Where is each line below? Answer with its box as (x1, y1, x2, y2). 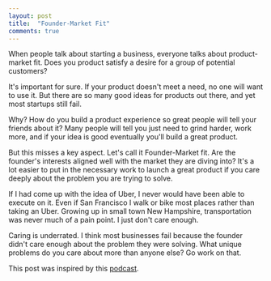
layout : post (8, 11, 53, 20)
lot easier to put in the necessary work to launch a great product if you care (8, 165, 260, 175)
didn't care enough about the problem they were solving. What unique (8, 240, 243, 249)
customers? (8, 66, 48, 76)
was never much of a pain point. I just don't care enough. (8, 215, 199, 225)
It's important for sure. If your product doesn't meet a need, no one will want (8, 82, 264, 92)
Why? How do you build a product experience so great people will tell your (8, 115, 257, 125)
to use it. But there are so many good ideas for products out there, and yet (8, 91, 256, 100)
